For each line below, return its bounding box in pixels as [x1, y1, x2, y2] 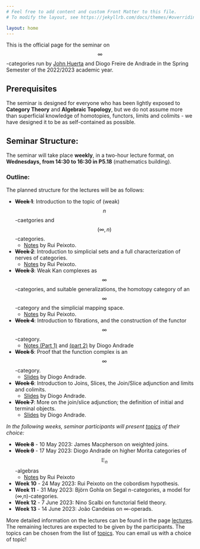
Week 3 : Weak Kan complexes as [14, 267, 97, 274]
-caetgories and [14, 217, 55, 224]
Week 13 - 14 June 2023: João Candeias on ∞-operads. [14, 505, 153, 513]
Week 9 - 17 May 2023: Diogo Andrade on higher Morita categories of [14, 447, 187, 454]
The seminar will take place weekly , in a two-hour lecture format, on [6, 152, 174, 159]
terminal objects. [14, 405, 57, 412]
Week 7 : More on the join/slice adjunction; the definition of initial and [14, 399, 184, 406]
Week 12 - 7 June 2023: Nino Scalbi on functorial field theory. [14, 499, 167, 506]
